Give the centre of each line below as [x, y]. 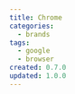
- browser [36, 59]
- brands [34, 34]
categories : [32, 26]
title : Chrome [36, 17]
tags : [19, 43]
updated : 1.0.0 [38, 76]
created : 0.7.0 [38, 68]
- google [34, 51]
